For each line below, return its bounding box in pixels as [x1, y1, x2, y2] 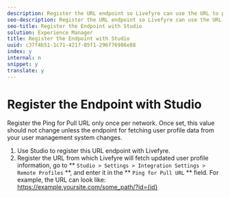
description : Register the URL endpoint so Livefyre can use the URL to [7, 10, 219, 17]
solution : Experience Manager [7, 29, 94, 36]
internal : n [7, 55, 41, 61]
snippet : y [7, 61, 38, 68]
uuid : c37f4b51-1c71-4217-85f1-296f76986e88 [7, 42, 136, 48]
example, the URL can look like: [16, 175, 106, 184]
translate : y [7, 67, 44, 74]
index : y [7, 48, 32, 55]
